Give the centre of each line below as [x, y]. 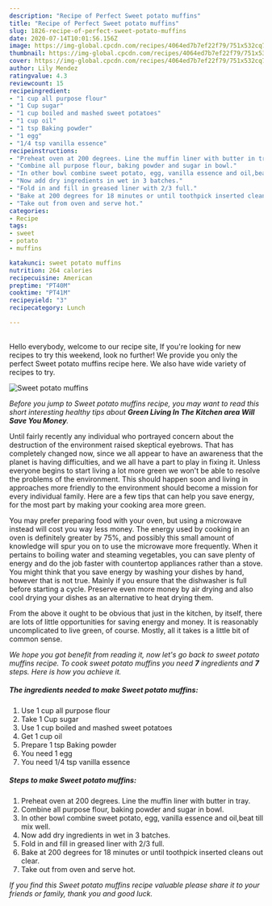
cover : [20, 61]
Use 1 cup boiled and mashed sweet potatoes [96, 728]
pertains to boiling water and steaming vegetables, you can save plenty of [132, 554]
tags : [18, 226]
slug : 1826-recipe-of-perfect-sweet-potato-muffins [98, 31]
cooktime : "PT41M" [40, 293]
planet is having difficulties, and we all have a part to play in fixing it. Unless [135, 461]
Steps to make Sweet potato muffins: [73, 780]
